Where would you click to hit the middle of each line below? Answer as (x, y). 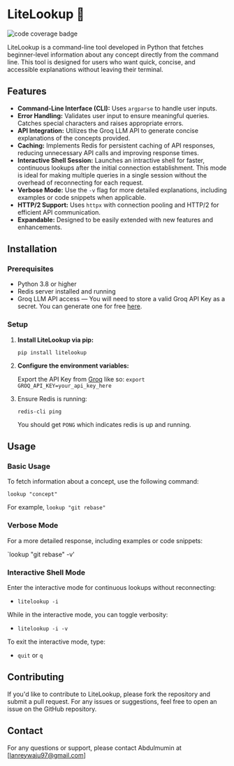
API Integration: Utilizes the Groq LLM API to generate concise (108, 130)
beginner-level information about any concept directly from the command (113, 55)
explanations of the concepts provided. (74, 138)
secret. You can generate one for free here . (80, 306)
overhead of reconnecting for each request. (80, 182)
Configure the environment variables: (73, 366)
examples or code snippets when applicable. (82, 197)
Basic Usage (29, 466)
